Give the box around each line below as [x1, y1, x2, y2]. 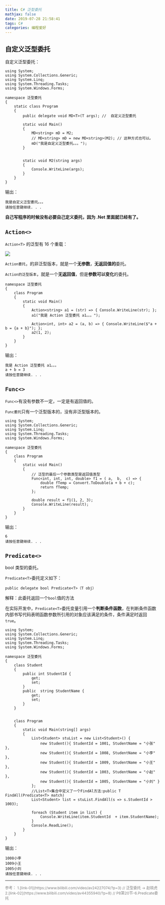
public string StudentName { [23, 688, 84, 694]
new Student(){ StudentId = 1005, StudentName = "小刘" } [40, 779, 160, 784]
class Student [14, 663, 43, 668]
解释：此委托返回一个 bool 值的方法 [5, 595, 75, 601]
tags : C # [5, 21, 23, 26]
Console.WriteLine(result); [31, 502, 89, 507]
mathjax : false [5, 12, 36, 17]
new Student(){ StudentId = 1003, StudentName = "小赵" [40, 769, 156, 775]
